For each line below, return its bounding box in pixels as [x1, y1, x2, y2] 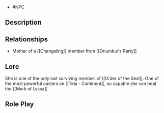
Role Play [5, 100, 34, 109]
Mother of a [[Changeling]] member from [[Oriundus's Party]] [12, 48, 137, 54]
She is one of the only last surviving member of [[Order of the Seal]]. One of [5, 76, 159, 82]
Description [5, 18, 42, 27]
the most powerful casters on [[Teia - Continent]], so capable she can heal [5, 81, 156, 86]
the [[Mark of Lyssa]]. [5, 86, 49, 92]
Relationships [5, 35, 48, 43]
